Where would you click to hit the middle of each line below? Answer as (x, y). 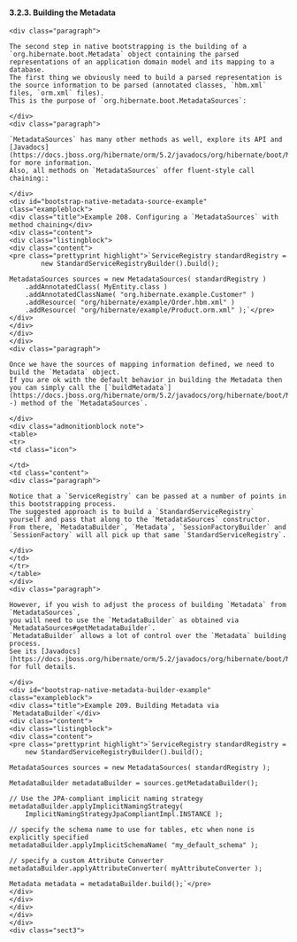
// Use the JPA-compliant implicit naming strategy (106, 799)
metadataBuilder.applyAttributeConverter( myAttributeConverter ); (136, 868)
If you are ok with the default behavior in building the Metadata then (146, 380)
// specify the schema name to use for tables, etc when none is (132, 830)
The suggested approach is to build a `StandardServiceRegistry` (132, 512)
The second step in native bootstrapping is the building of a (128, 47)
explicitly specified (49, 837)
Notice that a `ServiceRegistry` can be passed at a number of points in (148, 496)
